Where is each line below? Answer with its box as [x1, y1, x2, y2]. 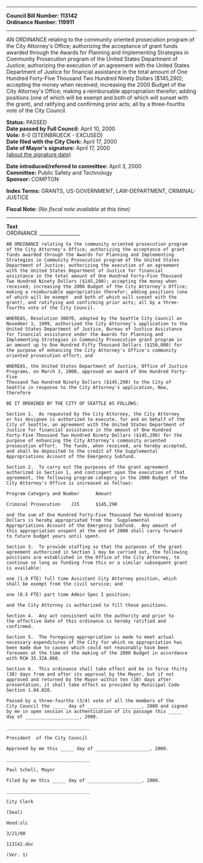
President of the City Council [6, 735, 88, 741]
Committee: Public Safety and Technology [6, 169, 113, 176]
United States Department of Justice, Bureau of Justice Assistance [6, 326, 182, 332]
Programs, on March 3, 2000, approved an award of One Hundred [6, 368, 169, 374]
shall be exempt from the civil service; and [6, 581, 123, 587]
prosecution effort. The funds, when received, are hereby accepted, [6, 443, 188, 449]
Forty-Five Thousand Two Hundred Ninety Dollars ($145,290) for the [6, 432, 182, 438]
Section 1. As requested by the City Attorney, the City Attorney [6, 411, 180, 417]
